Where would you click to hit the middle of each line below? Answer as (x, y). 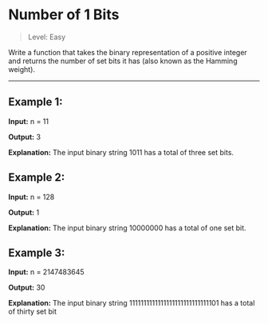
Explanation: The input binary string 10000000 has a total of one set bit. (127, 228)
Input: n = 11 (29, 121)
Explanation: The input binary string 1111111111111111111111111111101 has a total (132, 303)
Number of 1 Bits (64, 15)
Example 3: (37, 252)
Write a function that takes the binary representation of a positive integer (128, 52)
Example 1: (35, 102)
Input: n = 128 (32, 197)
